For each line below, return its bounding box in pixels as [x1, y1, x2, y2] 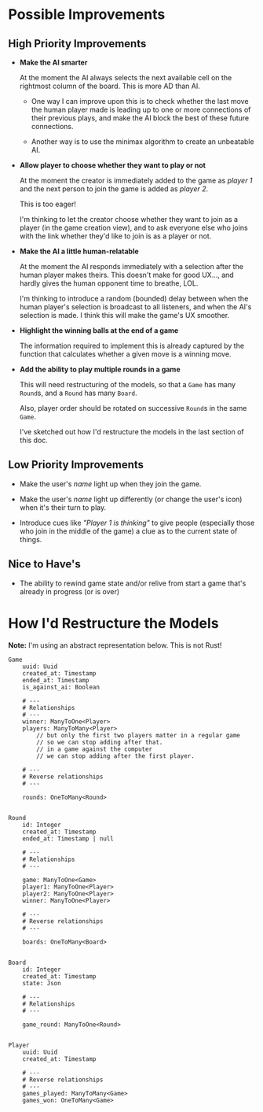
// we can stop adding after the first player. [36, 752, 195, 760]
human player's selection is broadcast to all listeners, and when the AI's [19, 302, 252, 312]
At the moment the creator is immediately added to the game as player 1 [19, 175, 253, 185]
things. [19, 534, 42, 544]
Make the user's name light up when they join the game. [19, 478, 202, 489]
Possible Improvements [8, 6, 166, 24]
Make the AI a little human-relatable [19, 246, 139, 256]
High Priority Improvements [8, 37, 147, 50]
